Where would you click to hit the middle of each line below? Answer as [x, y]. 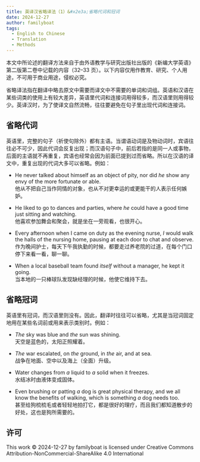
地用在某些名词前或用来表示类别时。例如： [58, 322]
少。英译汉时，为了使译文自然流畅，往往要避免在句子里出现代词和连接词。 [97, 105]
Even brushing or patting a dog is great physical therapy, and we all [97, 391]
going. [23, 272]
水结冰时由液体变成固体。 [46, 379]
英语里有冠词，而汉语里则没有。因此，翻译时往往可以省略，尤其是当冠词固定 [100, 315]
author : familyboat [30, 23]
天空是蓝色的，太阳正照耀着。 [51, 341]
